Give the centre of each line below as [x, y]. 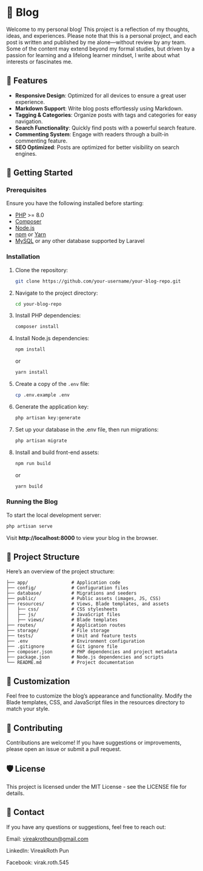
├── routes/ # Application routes [66, 625]
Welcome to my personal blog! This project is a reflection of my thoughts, [98, 29]
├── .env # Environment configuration [76, 642]
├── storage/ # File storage [58, 631]
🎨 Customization [38, 681]
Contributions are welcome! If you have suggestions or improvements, [94, 743]
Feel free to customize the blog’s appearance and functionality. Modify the [99, 696]
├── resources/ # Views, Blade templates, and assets [88, 604]
